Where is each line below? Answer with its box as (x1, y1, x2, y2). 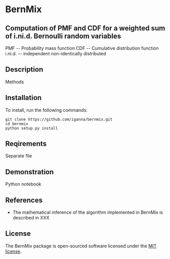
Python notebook (5, 181, 42, 187)
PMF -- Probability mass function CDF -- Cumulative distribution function (5, 45, 159, 51)
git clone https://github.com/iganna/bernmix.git (5, 117, 113, 122)
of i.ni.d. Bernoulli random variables (5, 31, 121, 40)
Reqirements (5, 140, 47, 148)
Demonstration (5, 168, 54, 176)
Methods (5, 79, 24, 85)
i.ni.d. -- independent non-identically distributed (5, 51, 106, 56)
